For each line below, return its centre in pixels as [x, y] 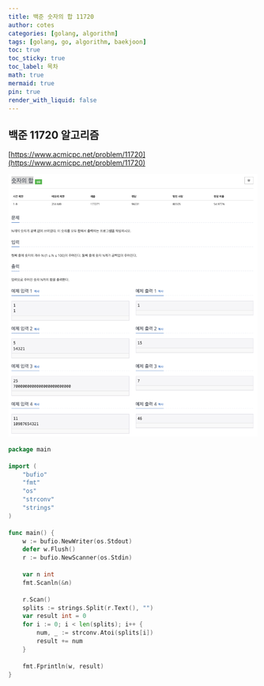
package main [30, 449]
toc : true [25, 50]
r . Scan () [37, 599]
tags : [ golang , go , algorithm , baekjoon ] [77, 42]
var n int [39, 575]
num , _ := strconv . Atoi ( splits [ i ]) [95, 633]
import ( [23, 466]
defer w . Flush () [49, 549]
